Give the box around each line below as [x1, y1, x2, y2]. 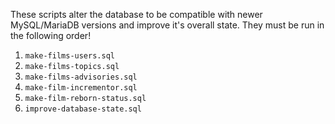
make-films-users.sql [24, 51, 115, 61]
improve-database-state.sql [24, 104, 142, 114]
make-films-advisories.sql [24, 72, 138, 82]
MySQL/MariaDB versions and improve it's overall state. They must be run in [10, 19, 325, 31]
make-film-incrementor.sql [24, 83, 138, 93]
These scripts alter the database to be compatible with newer [10, 9, 263, 20]
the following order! [10, 30, 92, 41]
